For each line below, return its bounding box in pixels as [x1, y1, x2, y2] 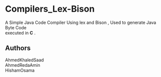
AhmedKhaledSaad [5, 57, 44, 63]
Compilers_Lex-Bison [5, 3, 95, 15]
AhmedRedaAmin [5, 62, 40, 68]
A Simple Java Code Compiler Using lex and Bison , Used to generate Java [5, 19, 156, 25]
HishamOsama [5, 67, 35, 73]
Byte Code [5, 24, 27, 30]
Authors [5, 44, 31, 52]
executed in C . [5, 30, 36, 36]
